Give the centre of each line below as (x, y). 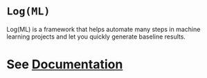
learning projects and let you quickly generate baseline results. (96, 37)
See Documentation (65, 65)
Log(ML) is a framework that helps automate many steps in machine (103, 29)
